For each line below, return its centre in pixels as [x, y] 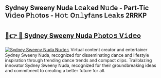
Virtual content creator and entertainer [109, 50]
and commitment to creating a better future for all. [55, 70]
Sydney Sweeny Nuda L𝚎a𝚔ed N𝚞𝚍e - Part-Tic [77, 8]
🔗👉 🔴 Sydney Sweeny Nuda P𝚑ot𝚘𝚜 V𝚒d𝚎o [73, 36]
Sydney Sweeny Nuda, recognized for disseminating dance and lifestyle [77, 55]
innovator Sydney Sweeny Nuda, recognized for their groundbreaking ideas [81, 65]
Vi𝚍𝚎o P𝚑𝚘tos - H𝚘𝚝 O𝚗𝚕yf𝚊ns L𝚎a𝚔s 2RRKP [76, 16]
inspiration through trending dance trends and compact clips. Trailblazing [79, 60]
